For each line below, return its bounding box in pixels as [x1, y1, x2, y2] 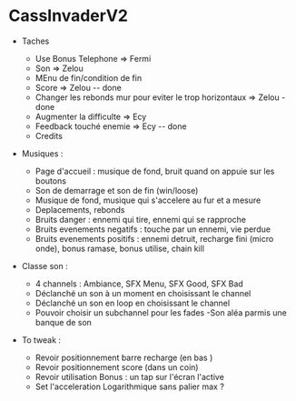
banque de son [35, 316, 93, 327]
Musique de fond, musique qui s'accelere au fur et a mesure [35, 195, 261, 206]
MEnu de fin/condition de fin [35, 72, 143, 83]
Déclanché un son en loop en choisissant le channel [35, 297, 231, 308]
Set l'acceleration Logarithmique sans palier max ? [35, 381, 224, 392]
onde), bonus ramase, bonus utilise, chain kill [35, 243, 205, 254]
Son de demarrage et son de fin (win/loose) [35, 185, 199, 195]
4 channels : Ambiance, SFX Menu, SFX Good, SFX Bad [35, 278, 244, 289]
